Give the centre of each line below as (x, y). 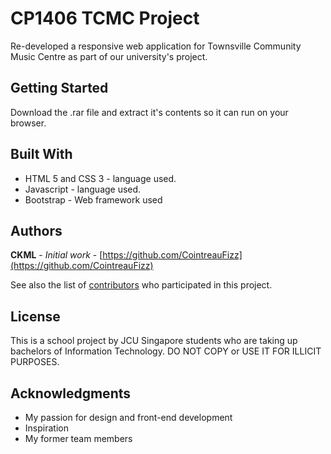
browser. (28, 123)
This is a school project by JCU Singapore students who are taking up (154, 341)
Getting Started (59, 88)
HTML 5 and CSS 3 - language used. (100, 178)
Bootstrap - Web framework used (93, 199)
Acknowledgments (71, 393)
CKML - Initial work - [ (56, 255)
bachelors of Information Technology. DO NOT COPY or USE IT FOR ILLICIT (166, 351)
